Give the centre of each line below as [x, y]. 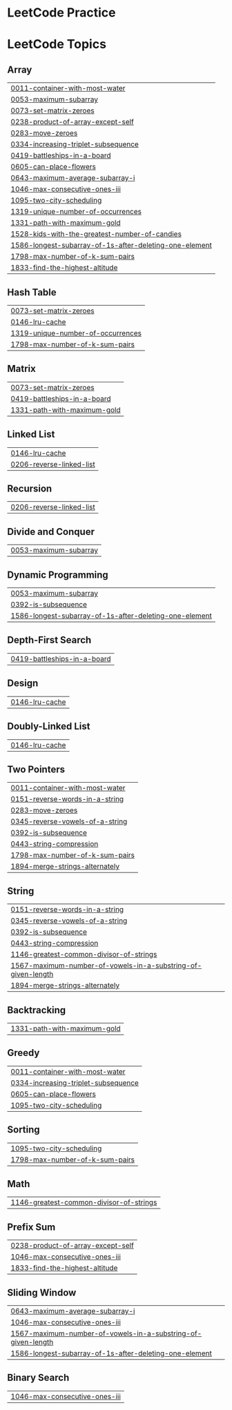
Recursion [30, 489]
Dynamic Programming [58, 575]
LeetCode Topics [57, 45]
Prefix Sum [31, 1227]
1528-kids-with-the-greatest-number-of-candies [96, 234]
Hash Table [32, 292]
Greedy [23, 1053]
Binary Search [38, 1378]
